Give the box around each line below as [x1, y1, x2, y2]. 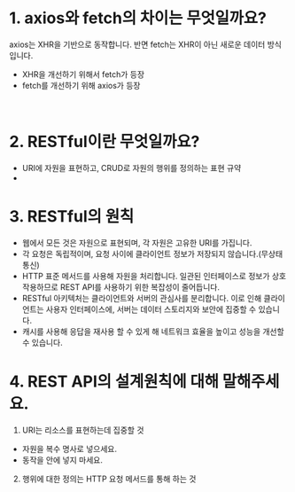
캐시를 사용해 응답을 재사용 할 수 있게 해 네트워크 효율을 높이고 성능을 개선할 [21, 325, 285, 337]
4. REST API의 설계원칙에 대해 [9, 371, 220, 391]
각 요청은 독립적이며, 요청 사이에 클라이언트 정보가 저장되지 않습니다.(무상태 [21, 248, 283, 259]
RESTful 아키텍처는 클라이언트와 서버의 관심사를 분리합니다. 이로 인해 [21, 293, 262, 303]
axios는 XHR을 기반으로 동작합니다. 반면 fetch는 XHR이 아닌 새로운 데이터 [9, 39, 266, 50]
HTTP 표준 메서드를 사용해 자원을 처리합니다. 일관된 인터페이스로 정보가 [21, 270, 270, 281]
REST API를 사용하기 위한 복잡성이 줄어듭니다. [60, 281, 220, 293]
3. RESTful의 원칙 [9, 207, 135, 227]
